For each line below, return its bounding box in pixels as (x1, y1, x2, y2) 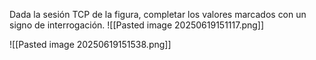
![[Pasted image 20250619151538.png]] (9, 39, 172, 50)
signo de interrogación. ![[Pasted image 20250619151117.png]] (9, 19, 265, 31)
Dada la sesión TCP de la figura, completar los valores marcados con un (9, 9, 307, 20)
